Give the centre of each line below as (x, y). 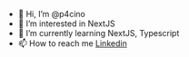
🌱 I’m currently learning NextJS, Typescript (99, 33)
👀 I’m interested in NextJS (66, 24)
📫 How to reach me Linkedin (72, 43)
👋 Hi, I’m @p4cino (52, 14)
